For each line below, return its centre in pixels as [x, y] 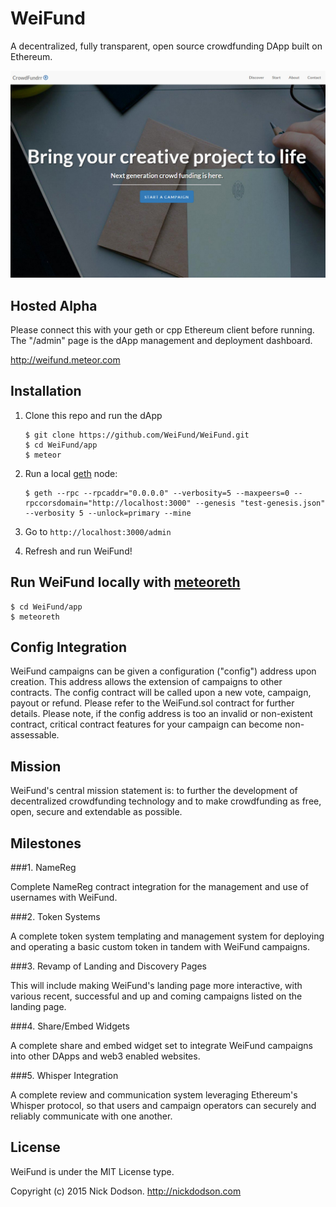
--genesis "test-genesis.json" [260, 503]
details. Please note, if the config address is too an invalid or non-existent [161, 714]
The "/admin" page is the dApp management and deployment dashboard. [161, 340]
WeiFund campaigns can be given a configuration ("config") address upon [163, 671]
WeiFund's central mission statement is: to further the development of [154, 791]
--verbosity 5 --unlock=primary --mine [108, 513]
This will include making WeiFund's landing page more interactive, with [156, 986]
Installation [46, 391]
